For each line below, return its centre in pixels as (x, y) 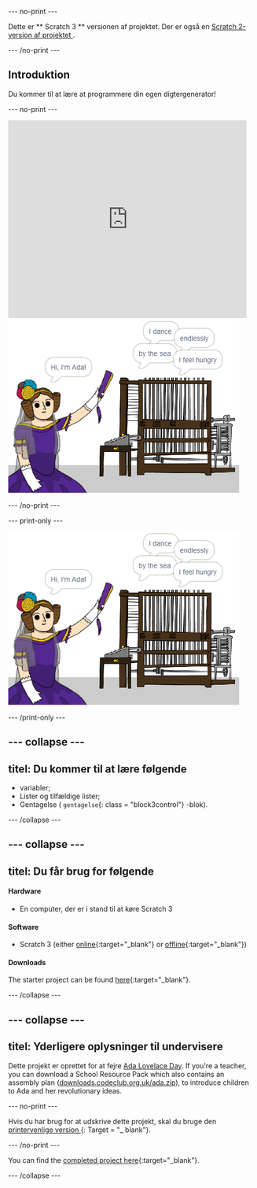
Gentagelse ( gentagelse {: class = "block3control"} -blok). (114, 805)
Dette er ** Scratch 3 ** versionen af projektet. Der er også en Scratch (123, 26)
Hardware (25, 891)
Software (24, 927)
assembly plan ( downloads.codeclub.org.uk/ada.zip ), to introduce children (129, 1083)
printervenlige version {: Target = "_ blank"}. (80, 1130)
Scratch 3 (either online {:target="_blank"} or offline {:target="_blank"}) (133, 945)
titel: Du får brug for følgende (81, 871)
